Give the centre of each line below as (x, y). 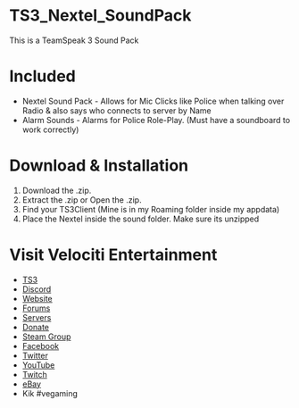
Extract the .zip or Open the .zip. (82, 200)
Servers (37, 317)
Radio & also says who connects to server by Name (116, 110)
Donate (36, 327)
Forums (36, 308)
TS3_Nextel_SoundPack (100, 16)
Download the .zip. (57, 190)
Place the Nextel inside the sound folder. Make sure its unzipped (141, 219)
